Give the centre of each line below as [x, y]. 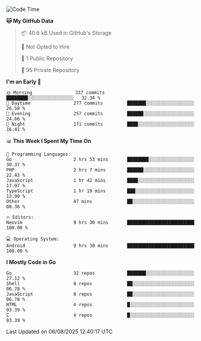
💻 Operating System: [33, 239]
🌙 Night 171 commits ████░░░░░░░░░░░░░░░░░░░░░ [100, 124]
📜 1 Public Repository [47, 58]
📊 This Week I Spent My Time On [49, 141]
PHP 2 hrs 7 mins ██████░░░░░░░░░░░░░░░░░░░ [100, 170]
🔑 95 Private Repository [50, 70]
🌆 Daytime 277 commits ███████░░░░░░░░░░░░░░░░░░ [100, 103]
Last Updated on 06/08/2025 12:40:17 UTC [59, 331]
